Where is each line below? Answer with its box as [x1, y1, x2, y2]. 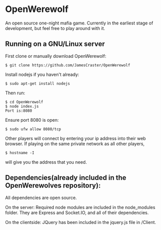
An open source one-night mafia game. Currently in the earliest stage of [5, 20, 154, 26]
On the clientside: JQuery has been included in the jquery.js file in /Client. [5, 219, 156, 225]
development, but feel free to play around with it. [5, 25, 106, 31]
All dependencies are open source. [5, 195, 77, 201]
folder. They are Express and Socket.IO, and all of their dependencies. [5, 210, 149, 216]
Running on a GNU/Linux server [5, 40, 105, 48]
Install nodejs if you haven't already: [5, 71, 80, 77]
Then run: [5, 90, 25, 96]
